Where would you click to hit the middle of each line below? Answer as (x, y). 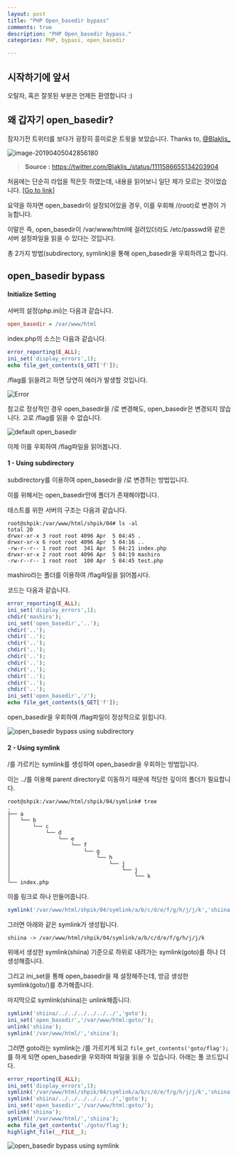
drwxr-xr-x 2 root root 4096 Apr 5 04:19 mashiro (84, 555)
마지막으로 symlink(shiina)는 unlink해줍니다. (70, 1000)
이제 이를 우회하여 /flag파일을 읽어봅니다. (64, 446)
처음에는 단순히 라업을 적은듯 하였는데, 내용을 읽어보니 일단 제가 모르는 (105, 181)
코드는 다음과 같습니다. (39, 590)
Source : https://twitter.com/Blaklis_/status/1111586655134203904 (121, 166)
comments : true (30, 27)
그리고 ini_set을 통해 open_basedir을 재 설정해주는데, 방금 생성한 (98, 976)
